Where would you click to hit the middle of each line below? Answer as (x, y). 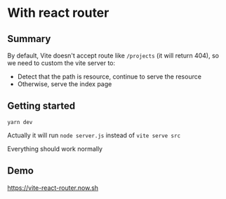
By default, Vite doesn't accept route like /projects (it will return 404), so (113, 55)
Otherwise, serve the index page (65, 84)
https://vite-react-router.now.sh (53, 188)
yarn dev (20, 122)
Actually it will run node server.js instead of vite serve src (94, 135)
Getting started (41, 106)
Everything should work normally (55, 149)
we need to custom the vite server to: (61, 63)
